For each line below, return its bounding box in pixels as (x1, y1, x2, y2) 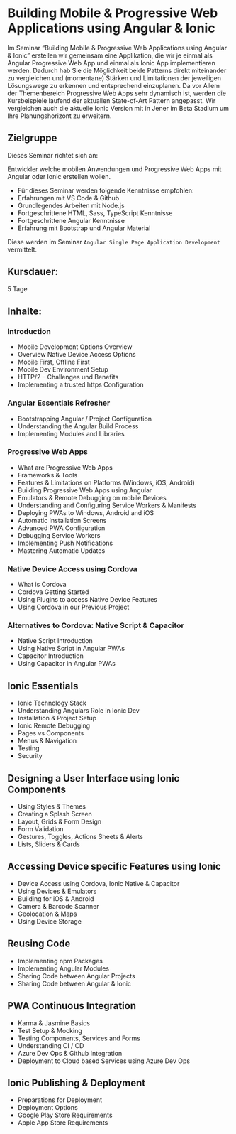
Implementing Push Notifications (17, 539, 113, 547)
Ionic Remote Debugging (17, 721, 91, 730)
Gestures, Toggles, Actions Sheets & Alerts (17, 833, 144, 841)
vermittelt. (7, 245, 38, 254)
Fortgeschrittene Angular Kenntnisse (17, 216, 125, 225)
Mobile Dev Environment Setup (17, 365, 108, 374)
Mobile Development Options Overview (17, 342, 133, 351)
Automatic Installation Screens (17, 516, 107, 524)
